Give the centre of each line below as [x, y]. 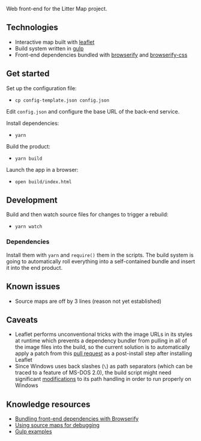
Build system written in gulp [49, 48]
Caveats [22, 320]
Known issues [33, 287]
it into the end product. [34, 267]
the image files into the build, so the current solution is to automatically [102, 347]
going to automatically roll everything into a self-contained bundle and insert [101, 261]
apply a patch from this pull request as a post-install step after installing [103, 353]
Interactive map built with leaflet [55, 42]
